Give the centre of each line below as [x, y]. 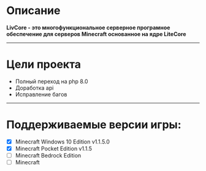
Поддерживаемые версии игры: [94, 125]
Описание [33, 11]
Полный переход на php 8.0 [51, 81]
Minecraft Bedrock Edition [48, 155]
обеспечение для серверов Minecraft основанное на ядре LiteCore [96, 34]
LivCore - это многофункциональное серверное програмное [88, 27]
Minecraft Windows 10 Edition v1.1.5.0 [63, 142]
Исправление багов [41, 94]
